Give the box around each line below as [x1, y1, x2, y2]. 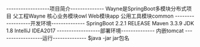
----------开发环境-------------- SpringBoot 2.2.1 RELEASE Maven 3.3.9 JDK [6, 20, 195, 26]
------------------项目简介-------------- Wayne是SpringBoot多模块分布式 [6, 5, 187, 12]
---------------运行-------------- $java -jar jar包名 [6, 35, 130, 41]
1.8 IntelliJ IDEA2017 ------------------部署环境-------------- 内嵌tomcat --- [6, 27, 193, 34]
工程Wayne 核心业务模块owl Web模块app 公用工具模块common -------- [17, 12, 195, 19]
